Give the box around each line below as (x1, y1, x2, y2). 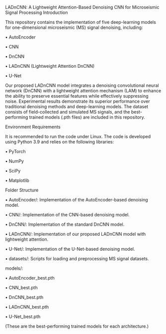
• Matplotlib (5, 177, 30, 183)
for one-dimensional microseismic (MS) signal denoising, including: (5, 24, 143, 30)
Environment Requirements (5, 124, 61, 130)
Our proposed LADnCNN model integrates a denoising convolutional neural (5, 82, 159, 88)
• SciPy (5, 168, 21, 173)
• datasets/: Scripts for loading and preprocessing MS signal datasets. (5, 256, 149, 261)
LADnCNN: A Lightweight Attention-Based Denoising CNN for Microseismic (5, 4, 160, 10)
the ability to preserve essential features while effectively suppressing (5, 93, 149, 99)
